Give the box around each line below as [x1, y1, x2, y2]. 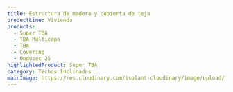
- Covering [13, 49, 45, 56]
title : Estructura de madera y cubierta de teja [7, 10, 150, 17]
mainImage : [7, 74, 39, 82]
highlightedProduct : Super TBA [7, 62, 98, 68]
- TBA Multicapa [13, 36, 60, 43]
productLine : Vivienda [7, 17, 73, 24]
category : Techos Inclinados [7, 68, 92, 75]
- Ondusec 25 [13, 55, 51, 62]
